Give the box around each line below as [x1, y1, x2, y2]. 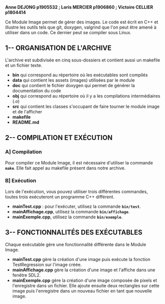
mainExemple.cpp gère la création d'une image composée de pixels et [12, 277, 157, 283]
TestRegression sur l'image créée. [12, 261, 82, 267]
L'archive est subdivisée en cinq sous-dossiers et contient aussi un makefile [5, 57, 161, 63]
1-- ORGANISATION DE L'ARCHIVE [5, 44, 112, 52]
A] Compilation [5, 149, 42, 155]
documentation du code [12, 88, 61, 94]
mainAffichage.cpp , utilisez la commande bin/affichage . [12, 208, 130, 214]
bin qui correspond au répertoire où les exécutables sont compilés [12, 72, 148, 78]
